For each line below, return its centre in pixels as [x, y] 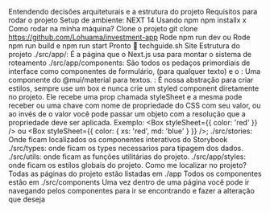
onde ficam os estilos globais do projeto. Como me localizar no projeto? [128, 165]
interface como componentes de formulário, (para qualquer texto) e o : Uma [135, 71]
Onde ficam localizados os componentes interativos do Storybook [118, 139]
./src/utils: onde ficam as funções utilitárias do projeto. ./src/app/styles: [127, 157]
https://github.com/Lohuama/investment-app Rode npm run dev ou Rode [129, 37]
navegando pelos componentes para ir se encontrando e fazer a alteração [132, 191]
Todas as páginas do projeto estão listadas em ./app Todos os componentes [135, 173]
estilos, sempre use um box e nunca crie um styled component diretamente [134, 88]
